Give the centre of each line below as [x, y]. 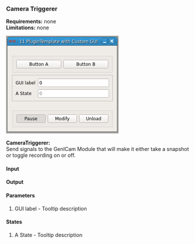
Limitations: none [28, 28]
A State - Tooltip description [48, 235]
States [14, 222]
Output [15, 182]
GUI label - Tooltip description [51, 208]
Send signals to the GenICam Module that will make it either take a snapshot [97, 149]
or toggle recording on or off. [41, 155]
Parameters [20, 195]
